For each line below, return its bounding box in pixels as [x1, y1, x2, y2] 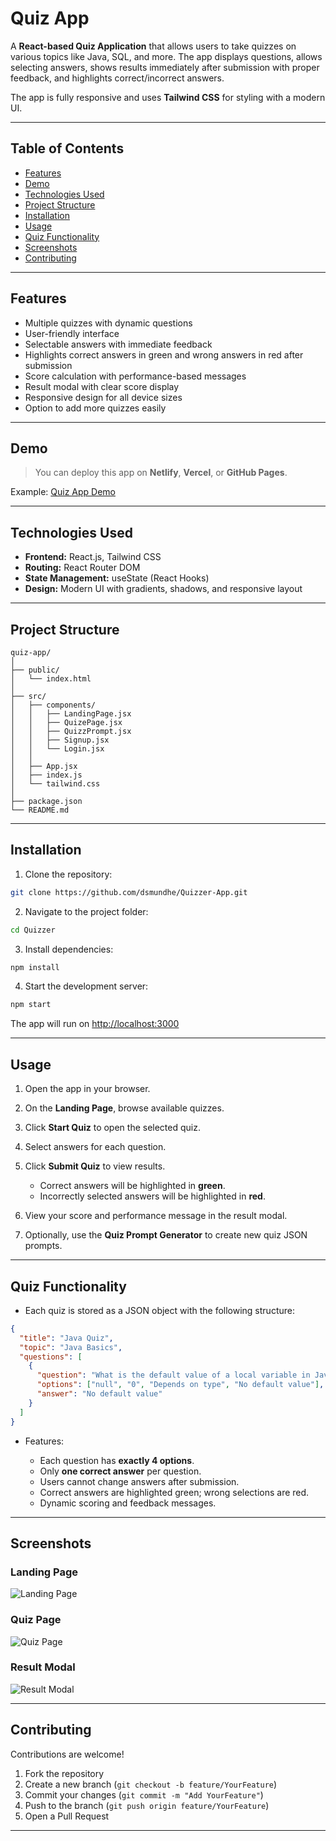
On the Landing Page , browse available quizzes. [24, 1102, 225, 1114]
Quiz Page [10, 1613, 62, 1627]
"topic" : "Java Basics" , [19, 1342, 123, 1352]
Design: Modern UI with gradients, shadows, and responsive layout [24, 583, 303, 595]
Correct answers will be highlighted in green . [39, 1180, 226, 1192]
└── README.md [10, 805, 70, 815]
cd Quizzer [10, 925, 56, 935]
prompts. [24, 1240, 63, 1252]
